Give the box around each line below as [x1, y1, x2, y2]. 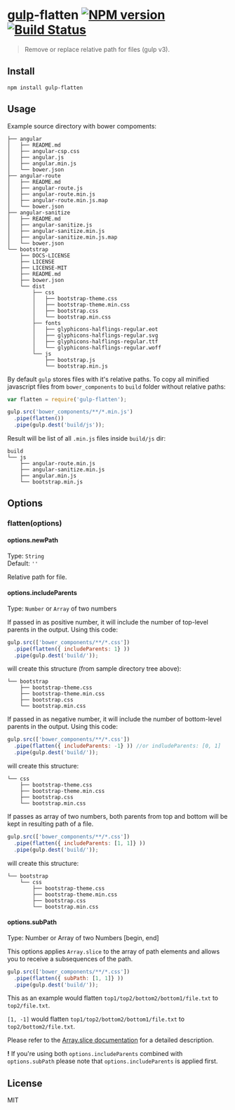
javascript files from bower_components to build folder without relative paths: [7, 382, 226, 391]
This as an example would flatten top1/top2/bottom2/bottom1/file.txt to [7, 994, 219, 1003]
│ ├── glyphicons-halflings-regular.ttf [32, 337, 159, 345]
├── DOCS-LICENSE [20, 252, 71, 259]
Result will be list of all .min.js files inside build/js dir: [7, 434, 166, 443]
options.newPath [7, 535, 58, 544]
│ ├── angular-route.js [7, 185, 83, 192]
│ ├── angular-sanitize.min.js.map [7, 234, 118, 241]
